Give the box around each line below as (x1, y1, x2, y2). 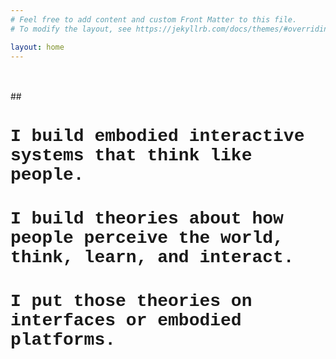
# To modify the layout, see (10, 24, 132, 34)
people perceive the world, (10, 227, 284, 248)
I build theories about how (10, 208, 284, 229)
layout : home (10, 42, 65, 52)
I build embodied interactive (10, 126, 305, 146)
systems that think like (10, 145, 253, 166)
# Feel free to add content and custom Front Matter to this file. (10, 14, 298, 25)
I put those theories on (10, 291, 253, 311)
